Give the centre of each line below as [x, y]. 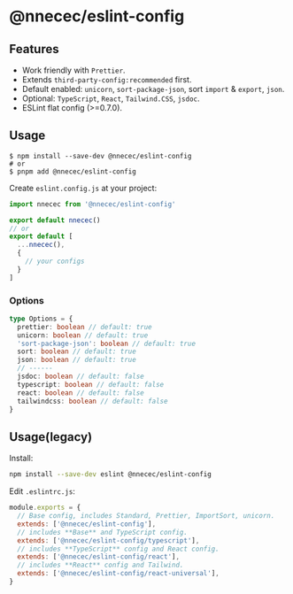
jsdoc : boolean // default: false [81, 377]
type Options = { [41, 319]
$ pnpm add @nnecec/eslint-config [73, 171]
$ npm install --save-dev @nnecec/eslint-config [100, 156]
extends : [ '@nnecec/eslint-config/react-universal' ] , [118, 574]
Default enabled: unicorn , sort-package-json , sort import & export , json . [153, 89]
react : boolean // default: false [81, 393]
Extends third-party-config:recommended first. [107, 80]
